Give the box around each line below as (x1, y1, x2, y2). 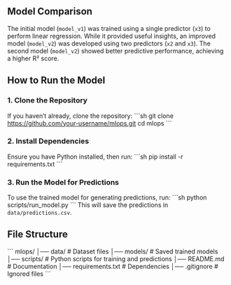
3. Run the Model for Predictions (7, 177, 120, 187)
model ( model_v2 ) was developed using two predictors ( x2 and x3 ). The (7, 39, 211, 48)
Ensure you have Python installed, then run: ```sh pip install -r (7, 152, 183, 161)
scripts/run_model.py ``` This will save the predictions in (7, 201, 169, 209)
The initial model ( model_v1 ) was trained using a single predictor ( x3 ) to (7, 24, 211, 32)
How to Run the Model (7, 74, 106, 86)
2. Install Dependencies (7, 136, 90, 146)
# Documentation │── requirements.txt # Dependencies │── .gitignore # (7, 262, 218, 270)
